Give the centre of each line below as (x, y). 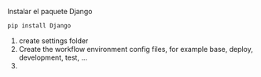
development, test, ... (53, 57)
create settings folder (53, 40)
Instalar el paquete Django (50, 11)
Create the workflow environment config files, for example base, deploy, (136, 49)
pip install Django (39, 26)
